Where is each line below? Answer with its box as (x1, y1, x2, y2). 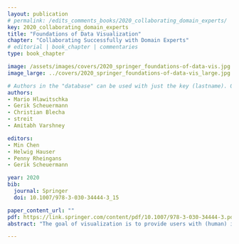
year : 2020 (7, 174, 40, 181)
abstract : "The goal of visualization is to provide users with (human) (7, 220, 228, 228)
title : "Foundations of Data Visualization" (7, 30, 142, 38)
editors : (7, 134, 33, 142)
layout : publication (7, 10, 69, 18)
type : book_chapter (7, 51, 65, 58)
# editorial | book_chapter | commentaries (7, 43, 139, 51)
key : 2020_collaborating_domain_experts (7, 23, 129, 31)
